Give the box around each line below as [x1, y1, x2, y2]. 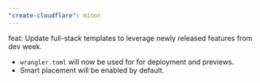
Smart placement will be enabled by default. [19, 65, 165, 75]
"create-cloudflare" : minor [8, 11, 102, 20]
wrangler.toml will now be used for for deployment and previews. [19, 57, 235, 66]
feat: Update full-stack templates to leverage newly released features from [8, 33, 253, 43]
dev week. [8, 41, 42, 51]
